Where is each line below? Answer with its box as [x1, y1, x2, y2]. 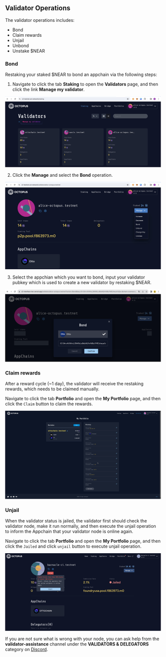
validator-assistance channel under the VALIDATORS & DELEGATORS [5, 641, 149, 647]
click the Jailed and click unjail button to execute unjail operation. [5, 543, 142, 549]
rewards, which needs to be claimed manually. [5, 386, 100, 392]
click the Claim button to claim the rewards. [5, 401, 93, 407]
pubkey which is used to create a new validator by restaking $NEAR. [12, 280, 152, 286]
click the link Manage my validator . [12, 86, 85, 92]
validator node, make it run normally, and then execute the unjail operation [5, 523, 157, 529]
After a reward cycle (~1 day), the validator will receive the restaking [5, 381, 144, 387]
